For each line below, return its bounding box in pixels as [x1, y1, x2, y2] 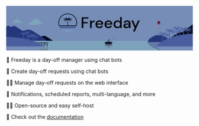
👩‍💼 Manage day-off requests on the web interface [6, 79, 129, 86]
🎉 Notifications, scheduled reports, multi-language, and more [6, 90, 156, 97]
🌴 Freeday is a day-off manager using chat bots [6, 56, 123, 63]
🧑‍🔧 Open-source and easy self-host [6, 102, 94, 109]
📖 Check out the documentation [6, 113, 84, 120]
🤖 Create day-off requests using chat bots [6, 68, 108, 75]
